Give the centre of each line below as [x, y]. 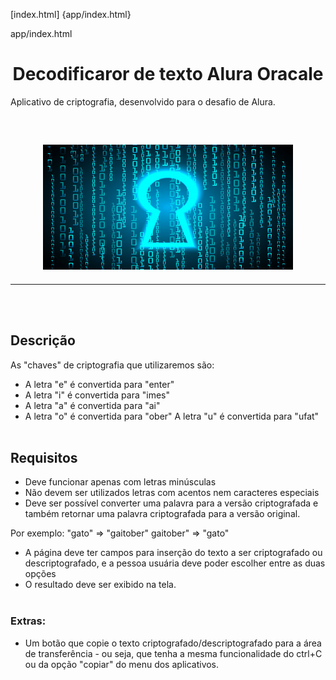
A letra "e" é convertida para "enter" [99, 384]
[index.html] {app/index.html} [71, 14]
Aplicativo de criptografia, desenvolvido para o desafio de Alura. [143, 101]
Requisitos [44, 457]
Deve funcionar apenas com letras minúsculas [120, 482]
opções [40, 574]
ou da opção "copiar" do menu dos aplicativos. [122, 664]
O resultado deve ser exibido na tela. [100, 585]
